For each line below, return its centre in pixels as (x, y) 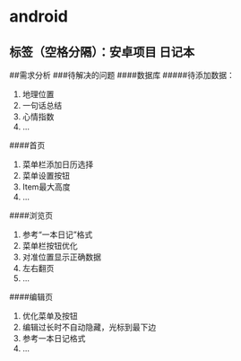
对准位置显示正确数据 (61, 257)
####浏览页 (31, 216)
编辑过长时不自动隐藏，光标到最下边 (89, 327)
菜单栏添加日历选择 (58, 164)
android (39, 17)
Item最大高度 (46, 187)
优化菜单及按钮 (50, 316)
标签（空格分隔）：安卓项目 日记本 (102, 52)
